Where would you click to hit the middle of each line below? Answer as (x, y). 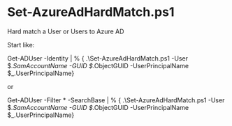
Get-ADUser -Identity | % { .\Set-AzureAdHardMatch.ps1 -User (98, 58)
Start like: (21, 45)
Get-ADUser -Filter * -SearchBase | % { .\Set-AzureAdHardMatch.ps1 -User (116, 100)
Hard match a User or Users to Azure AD (66, 31)
